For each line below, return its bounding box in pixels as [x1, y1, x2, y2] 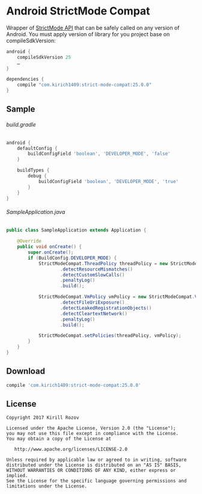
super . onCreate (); [28, 249, 74, 255]
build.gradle [6, 121, 36, 128]
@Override [17, 238, 42, 245]
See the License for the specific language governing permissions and [6, 478, 187, 484]
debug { [28, 173, 47, 179]
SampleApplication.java [6, 208, 66, 215]
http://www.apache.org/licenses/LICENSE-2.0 [14, 446, 128, 452]
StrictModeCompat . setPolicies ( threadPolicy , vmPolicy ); [38, 333, 182, 339]
